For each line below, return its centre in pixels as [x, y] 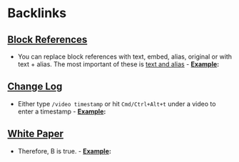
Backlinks [37, 13]
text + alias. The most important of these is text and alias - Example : [118, 64]
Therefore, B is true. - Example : [65, 151]
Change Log [35, 87]
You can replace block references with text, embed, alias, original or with [125, 56]
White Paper [36, 134]
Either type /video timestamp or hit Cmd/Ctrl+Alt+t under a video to [117, 103]
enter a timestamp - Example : [62, 111]
